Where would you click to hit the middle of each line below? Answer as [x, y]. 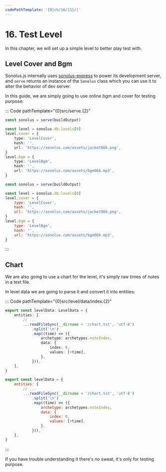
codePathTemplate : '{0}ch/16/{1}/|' [43, 10]
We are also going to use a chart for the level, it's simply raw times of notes [82, 277]
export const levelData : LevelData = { [46, 311]
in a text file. [18, 282]
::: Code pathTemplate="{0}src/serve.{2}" [48, 111]
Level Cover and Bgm [39, 63]
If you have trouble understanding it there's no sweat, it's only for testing [80, 459]
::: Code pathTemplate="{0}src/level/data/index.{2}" [58, 301]
